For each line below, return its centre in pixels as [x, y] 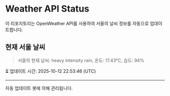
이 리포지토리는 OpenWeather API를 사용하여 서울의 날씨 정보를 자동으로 [77, 23]
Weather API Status [47, 9]
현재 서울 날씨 [25, 47]
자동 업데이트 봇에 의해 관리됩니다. [39, 88]
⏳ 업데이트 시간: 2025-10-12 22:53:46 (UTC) [51, 71]
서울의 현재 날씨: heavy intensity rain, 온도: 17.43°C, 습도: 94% [81, 60]
